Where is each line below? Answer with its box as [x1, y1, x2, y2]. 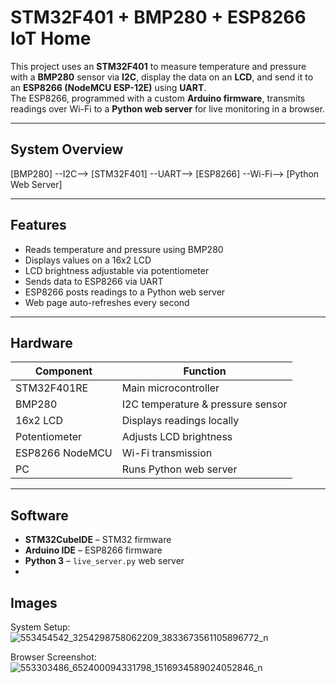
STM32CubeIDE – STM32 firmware [24, 534, 172, 546]
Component [34, 364, 93, 378]
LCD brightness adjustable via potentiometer [24, 264, 210, 276]
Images [10, 594, 58, 611]
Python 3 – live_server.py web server [24, 555, 185, 567]
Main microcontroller [121, 381, 220, 395]
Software [10, 507, 69, 524]
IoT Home [10, 27, 92, 50]
